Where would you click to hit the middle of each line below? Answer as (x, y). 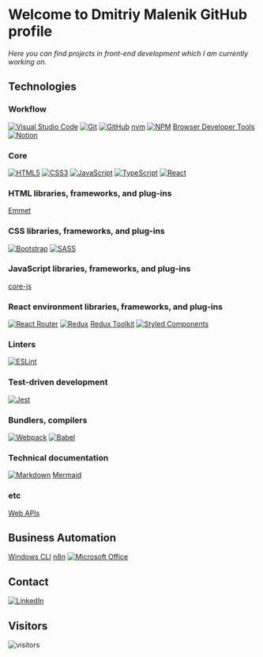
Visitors (28, 626)
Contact (28, 581)
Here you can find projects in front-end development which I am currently (128, 53)
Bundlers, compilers (48, 420)
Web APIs (24, 513)
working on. (28, 62)
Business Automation (62, 538)
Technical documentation (58, 457)
